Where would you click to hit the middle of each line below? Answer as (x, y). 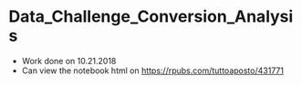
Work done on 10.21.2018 (69, 61)
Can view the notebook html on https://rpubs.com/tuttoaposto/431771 (153, 71)
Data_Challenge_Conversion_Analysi (151, 17)
